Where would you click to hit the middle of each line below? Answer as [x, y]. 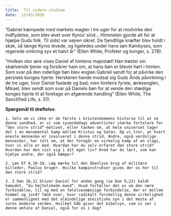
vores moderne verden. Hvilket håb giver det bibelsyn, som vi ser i [81, 203]
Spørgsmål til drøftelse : [31, 109]
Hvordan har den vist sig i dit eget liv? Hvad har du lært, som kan [81, 150]
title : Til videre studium [35, 10]
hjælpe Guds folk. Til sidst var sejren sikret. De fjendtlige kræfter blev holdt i [85, 40]
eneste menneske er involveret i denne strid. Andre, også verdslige [81, 136]
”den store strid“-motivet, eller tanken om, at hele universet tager [82, 127]
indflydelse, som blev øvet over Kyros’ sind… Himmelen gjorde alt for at [80, 35]
